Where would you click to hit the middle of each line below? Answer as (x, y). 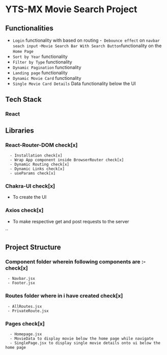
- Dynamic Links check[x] (37, 169)
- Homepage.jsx (26, 334)
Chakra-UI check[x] (30, 186)
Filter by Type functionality (42, 62)
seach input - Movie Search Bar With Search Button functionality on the (87, 46)
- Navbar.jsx (21, 279)
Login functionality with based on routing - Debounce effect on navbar (86, 40)
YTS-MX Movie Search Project (71, 9)
